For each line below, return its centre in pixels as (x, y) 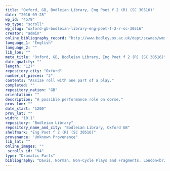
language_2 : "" (21, 48)
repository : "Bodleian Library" (39, 123)
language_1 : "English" (29, 43)
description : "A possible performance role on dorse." (64, 99)
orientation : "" (22, 95)
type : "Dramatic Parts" (30, 156)
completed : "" (20, 85)
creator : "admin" (24, 33)
